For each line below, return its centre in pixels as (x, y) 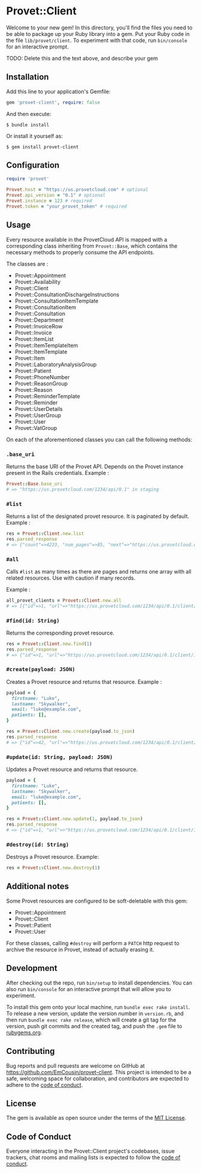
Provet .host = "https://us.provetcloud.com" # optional (77, 190)
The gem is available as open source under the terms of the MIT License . (96, 1118)
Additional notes (38, 886)
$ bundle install (28, 125)
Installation (28, 77)
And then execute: (29, 114)
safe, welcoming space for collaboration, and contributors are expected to (98, 1078)
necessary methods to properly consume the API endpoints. (80, 252)
